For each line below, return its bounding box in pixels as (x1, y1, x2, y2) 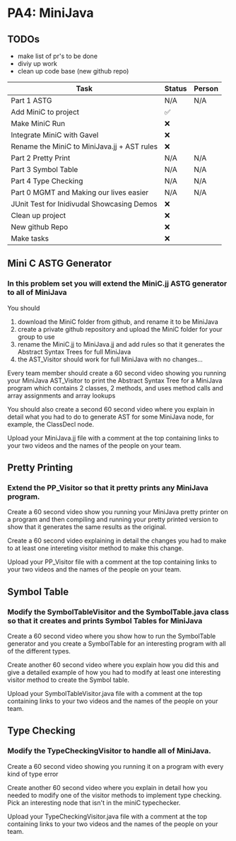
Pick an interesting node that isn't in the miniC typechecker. (7, 798, 181, 807)
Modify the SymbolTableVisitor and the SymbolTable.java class (7, 607, 230, 617)
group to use (17, 332, 55, 341)
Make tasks (11, 233, 49, 243)
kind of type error (7, 770, 59, 778)
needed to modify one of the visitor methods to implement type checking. (7, 791, 222, 799)
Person (194, 83, 219, 93)
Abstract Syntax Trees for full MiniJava (17, 347, 131, 356)
